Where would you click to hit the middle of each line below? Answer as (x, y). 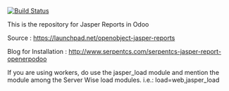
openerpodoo (27, 59)
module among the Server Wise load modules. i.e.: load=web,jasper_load (113, 80)
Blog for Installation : (37, 51)
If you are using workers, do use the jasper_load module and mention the (113, 72)
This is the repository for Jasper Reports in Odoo (78, 24)
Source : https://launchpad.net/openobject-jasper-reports (91, 38)
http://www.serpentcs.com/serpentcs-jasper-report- (145, 51)
